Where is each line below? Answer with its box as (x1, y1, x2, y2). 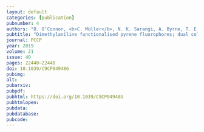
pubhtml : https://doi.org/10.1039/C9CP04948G (6, 94, 123, 100)
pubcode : (6, 116, 29, 122)
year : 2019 (6, 43, 34, 49)
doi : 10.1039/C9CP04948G (6, 65, 69, 72)
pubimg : (6, 71, 26, 77)
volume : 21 (6, 49, 34, 55)
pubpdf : (6, 88, 26, 94)
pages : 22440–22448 (6, 60, 56, 66)
